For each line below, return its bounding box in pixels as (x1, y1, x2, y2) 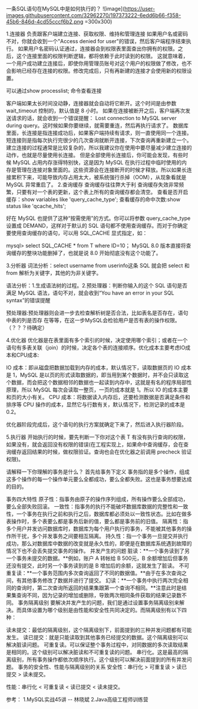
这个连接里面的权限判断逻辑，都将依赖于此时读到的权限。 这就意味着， (16, 53, 189, 59)
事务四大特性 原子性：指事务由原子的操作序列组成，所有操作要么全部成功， (6, 496, 189, 503)
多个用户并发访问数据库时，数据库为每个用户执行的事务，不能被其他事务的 (6, 525, 187, 532)
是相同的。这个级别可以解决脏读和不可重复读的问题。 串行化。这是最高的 (6, 649, 183, 655)
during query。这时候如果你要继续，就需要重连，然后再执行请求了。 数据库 (6, 122, 189, 129)
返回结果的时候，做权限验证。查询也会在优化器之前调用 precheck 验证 (21, 448, 192, 455)
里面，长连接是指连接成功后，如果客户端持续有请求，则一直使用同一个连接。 (6, 130, 192, 136)
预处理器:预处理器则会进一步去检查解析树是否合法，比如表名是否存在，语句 (6, 309, 189, 316)
